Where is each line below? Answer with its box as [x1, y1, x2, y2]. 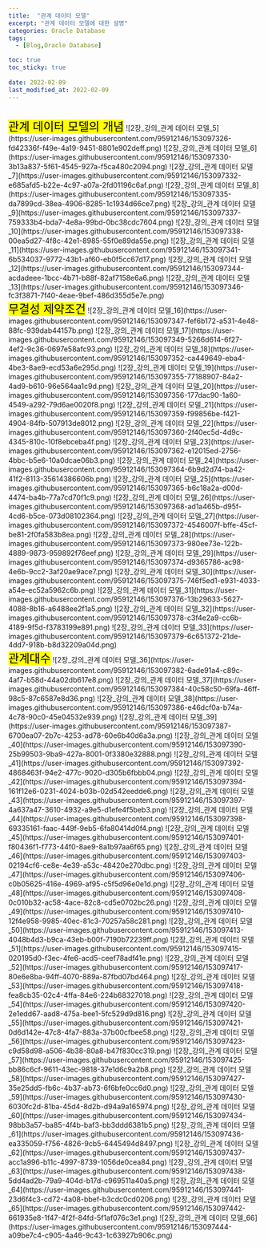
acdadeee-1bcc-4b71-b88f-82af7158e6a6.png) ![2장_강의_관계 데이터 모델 [8, 273, 250, 282]
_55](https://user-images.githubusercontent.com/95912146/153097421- [8, 1018, 244, 1027]
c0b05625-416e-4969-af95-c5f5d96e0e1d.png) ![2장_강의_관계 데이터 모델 [8, 879, 254, 889]
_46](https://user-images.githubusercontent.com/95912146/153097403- [8, 851, 246, 861]
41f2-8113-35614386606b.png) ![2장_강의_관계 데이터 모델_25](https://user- [8, 474, 255, 484]
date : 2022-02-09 [8, 78, 66, 87]
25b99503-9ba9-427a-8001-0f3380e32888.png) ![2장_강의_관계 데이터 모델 [8, 749, 258, 759]
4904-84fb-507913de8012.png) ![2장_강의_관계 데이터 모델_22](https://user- [8, 418, 258, 427]
